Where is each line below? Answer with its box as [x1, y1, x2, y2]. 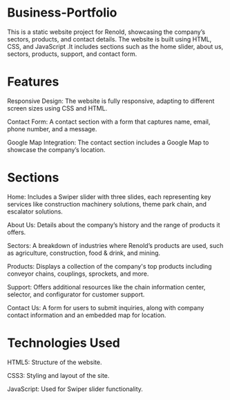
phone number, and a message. [7, 124, 97, 133]
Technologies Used [7, 335, 121, 350]
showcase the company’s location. [7, 145, 106, 153]
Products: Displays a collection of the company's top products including [7, 262, 212, 270]
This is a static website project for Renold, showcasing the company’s [7, 28, 206, 36]
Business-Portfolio [7, 5, 117, 21]
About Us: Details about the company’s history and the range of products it [7, 220, 220, 229]
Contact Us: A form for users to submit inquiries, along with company [7, 303, 204, 312]
